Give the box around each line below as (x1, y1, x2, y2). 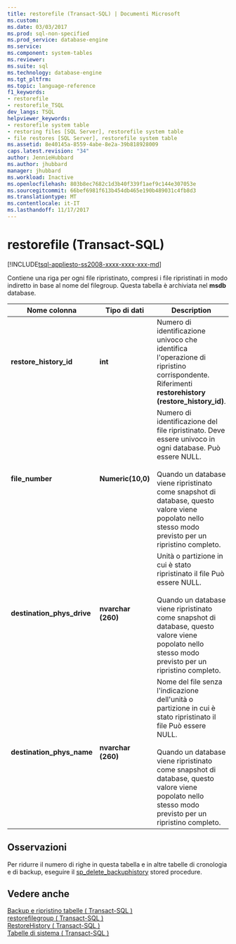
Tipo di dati (105, 305, 145, 315)
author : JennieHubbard (7, 154, 74, 162)
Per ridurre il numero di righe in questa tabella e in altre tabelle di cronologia (7, 860, 228, 869)
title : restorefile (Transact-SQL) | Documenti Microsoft (7, 10, 181, 18)
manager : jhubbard (7, 167, 61, 174)
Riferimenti (157, 378, 193, 388)
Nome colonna (27, 305, 77, 315)
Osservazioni (7, 841, 67, 853)
